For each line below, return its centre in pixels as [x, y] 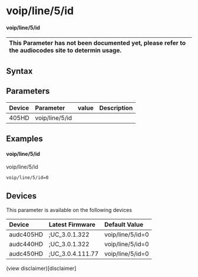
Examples [24, 138]
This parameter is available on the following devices [69, 210]
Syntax [19, 71]
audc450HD [26, 254]
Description [116, 107]
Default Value [123, 224]
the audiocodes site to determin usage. [65, 50]
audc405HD [26, 234]
